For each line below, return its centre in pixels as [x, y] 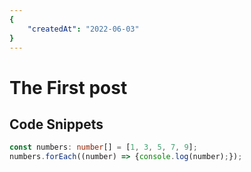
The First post [68, 87]
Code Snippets [56, 124]
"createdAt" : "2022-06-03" [83, 29]
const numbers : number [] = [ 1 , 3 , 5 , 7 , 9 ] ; [103, 147]
